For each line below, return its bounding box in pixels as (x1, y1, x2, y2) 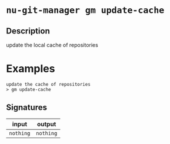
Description (6, 26, 50, 36)
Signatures (6, 102, 48, 113)
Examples (6, 62, 55, 75)
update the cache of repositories (6, 81, 91, 87)
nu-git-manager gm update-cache (6, 5, 165, 16)
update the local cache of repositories (6, 42, 98, 48)
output (37, 120, 56, 128)
